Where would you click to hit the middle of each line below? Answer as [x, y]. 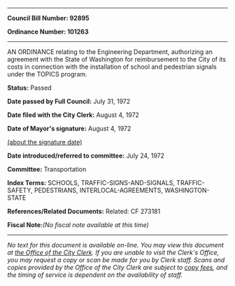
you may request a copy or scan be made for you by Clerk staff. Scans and [116, 260]
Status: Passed [30, 88]
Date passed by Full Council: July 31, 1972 [69, 101]
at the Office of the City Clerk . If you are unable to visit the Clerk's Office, [113, 252]
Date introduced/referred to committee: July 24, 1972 [86, 156]
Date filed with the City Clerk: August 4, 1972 [73, 115]
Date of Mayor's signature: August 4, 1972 [69, 128]
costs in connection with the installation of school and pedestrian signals [112, 67]
